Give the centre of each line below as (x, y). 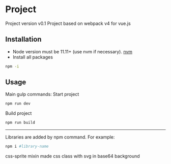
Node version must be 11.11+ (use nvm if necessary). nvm (73, 51)
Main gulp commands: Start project (42, 94)
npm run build (20, 123)
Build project (19, 113)
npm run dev (18, 104)
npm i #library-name (27, 146)
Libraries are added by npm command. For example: (60, 137)
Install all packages (33, 57)
